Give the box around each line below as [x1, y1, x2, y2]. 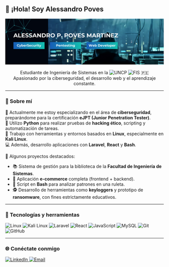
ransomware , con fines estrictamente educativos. [12, 194, 117, 200]
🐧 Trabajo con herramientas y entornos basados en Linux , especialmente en [5, 130, 164, 137]
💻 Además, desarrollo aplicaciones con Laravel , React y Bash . [5, 142, 137, 148]
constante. [73, 81, 96, 87]
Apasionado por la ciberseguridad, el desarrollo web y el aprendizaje [13, 75, 156, 81]
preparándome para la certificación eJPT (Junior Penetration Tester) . [5, 114, 151, 120]
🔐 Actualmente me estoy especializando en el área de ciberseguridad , [5, 109, 152, 115]
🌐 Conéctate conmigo [5, 245, 60, 252]
